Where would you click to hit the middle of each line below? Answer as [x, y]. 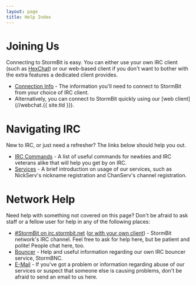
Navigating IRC [44, 129]
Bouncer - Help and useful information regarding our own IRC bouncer [100, 252]
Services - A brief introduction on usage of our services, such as [93, 169]
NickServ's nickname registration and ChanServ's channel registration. [101, 175]
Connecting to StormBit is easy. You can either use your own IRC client [92, 62]
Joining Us [33, 46]
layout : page [22, 11]
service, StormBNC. [39, 258]
